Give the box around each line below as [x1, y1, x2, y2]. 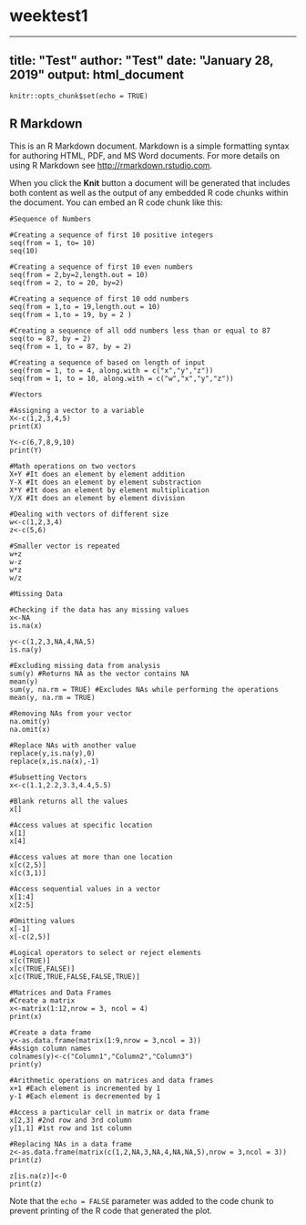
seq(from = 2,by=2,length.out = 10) [9, 270, 148, 279]
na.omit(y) [9, 716, 51, 726]
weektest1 [9, 5, 88, 26]
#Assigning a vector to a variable [9, 406, 145, 415]
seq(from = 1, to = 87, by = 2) [9, 342, 132, 351]
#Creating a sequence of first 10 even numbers [9, 262, 194, 272]
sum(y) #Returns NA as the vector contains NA [9, 669, 189, 678]
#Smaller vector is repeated [9, 541, 120, 551]
